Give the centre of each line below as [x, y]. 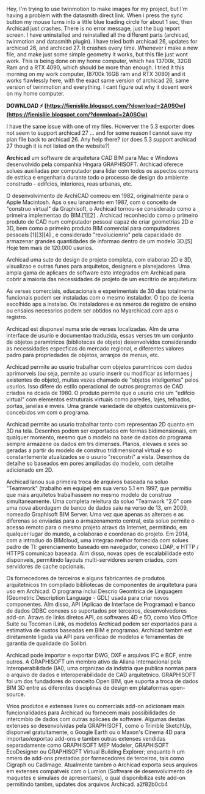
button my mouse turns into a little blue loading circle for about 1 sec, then [99, 22]
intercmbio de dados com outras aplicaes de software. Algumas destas [96, 719]
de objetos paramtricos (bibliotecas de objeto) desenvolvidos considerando [101, 342]
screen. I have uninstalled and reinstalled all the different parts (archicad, [98, 35]
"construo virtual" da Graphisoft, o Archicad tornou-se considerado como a [101, 209]
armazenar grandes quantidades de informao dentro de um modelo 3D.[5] [99, 241]
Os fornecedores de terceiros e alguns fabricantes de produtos [86, 578]
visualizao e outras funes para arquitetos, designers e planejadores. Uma [98, 266]
